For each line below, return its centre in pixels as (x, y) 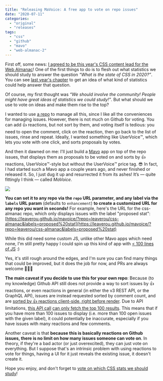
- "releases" (23, 28)
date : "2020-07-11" (25, 14)
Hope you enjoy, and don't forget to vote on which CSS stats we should (77, 368)
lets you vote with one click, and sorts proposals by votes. (63, 142)
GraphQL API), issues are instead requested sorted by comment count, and (80, 295)
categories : (17, 18)
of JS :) (12, 249)
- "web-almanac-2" (28, 50)
